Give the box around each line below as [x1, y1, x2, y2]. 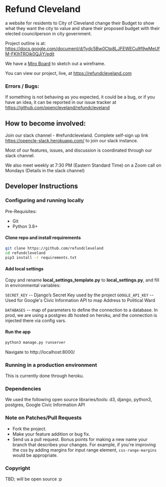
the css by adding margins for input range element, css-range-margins [12, 447, 157, 453]
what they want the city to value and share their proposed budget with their [5, 25, 160, 31]
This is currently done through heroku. [5, 373, 84, 379]
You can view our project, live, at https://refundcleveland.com [5, 70, 132, 76]
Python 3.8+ [12, 223, 38, 229]
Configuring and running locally [5, 197, 84, 204]
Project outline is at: [5, 40, 46, 46]
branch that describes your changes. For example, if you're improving [12, 442, 156, 448]
